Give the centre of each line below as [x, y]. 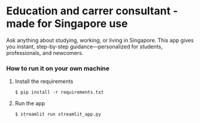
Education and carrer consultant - [92, 11]
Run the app [30, 103]
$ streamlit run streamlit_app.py [58, 115]
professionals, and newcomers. [45, 53]
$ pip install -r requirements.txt [59, 93]
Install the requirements [44, 81]
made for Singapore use [67, 24]
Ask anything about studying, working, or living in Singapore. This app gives [100, 40]
